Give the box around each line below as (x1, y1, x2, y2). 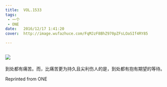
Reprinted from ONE (5, 76, 48, 82)
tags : (5, 12, 17, 17)
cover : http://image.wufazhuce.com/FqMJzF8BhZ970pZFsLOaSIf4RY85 (5, 31, 148, 36)
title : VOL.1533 (5, 7, 42, 13)
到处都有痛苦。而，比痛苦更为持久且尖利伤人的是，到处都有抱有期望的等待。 (5, 66, 165, 72)
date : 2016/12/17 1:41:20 (5, 26, 65, 32)
